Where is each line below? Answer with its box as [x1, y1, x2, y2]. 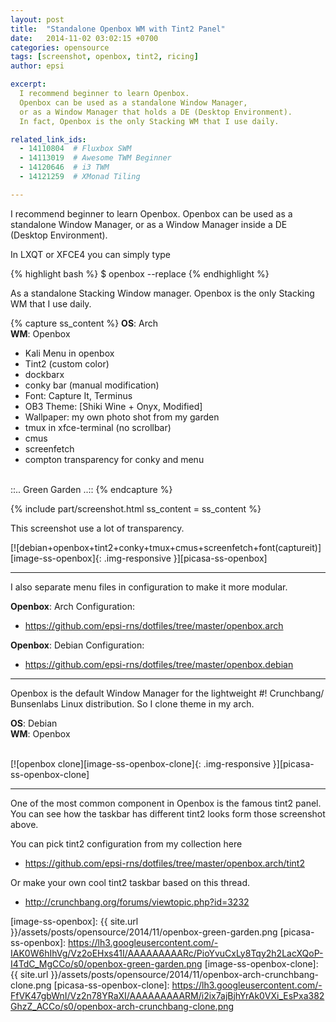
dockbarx [24, 368, 65, 380]
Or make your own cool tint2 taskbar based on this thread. [10, 876, 251, 888]
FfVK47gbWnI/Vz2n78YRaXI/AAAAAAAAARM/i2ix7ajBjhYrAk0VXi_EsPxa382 [10, 989, 325, 1001]
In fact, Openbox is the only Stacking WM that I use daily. [19, 116, 280, 126]
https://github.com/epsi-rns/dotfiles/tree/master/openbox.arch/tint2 [24, 857, 305, 869]
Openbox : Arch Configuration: [10, 600, 135, 612]
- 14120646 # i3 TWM [19, 162, 110, 173]
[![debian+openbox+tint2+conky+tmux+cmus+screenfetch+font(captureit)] [10, 541, 322, 553]
